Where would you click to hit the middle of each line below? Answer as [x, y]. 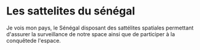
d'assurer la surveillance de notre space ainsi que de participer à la [91, 34]
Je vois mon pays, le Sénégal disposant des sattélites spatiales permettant [100, 28]
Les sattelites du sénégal [71, 11]
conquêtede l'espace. [34, 40]
